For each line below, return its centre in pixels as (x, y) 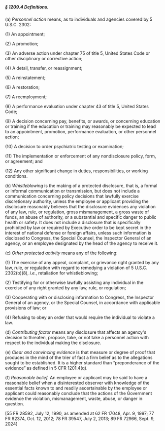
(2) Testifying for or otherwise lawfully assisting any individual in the (74, 282)
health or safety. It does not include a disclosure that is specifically (73, 222)
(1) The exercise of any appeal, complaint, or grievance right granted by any (82, 262)
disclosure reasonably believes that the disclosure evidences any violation (81, 206)
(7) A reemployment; (26, 97)
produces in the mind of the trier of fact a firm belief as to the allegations (79, 357)
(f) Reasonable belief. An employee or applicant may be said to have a (76, 377)
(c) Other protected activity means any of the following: (61, 253)
